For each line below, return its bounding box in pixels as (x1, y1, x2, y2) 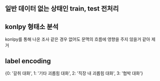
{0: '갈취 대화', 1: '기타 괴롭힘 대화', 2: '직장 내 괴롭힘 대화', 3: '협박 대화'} (5, 70, 143, 76)
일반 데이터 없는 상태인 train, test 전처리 (5, 4, 119, 13)
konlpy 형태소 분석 (5, 22, 59, 31)
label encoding (5, 57, 51, 65)
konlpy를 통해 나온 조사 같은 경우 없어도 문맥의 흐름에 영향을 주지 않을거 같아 (5, 36, 151, 42)
